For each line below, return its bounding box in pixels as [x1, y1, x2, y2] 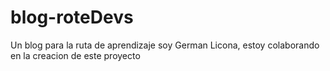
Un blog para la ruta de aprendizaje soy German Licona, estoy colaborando [10, 39, 320, 51]
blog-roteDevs [10, 6, 134, 29]
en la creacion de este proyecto [10, 49, 141, 61]
